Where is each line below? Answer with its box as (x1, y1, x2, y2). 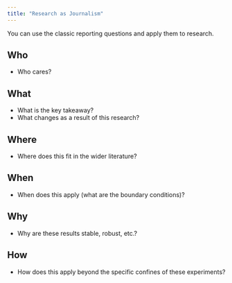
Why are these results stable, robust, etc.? (17, 229, 137, 237)
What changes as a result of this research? (17, 114, 140, 122)
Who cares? (17, 67, 52, 76)
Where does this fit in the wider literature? (17, 152, 137, 160)
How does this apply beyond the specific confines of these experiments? (17, 268, 226, 276)
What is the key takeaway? (17, 106, 94, 114)
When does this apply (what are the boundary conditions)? (17, 190, 185, 198)
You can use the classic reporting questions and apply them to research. (7, 29, 215, 37)
